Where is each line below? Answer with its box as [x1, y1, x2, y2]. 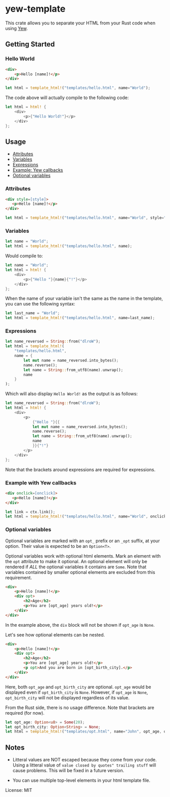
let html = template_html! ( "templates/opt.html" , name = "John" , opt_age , [5, 729, 162, 734]
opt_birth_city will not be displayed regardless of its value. [5, 694, 130, 700]
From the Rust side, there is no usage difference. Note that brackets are [5, 704, 154, 711]
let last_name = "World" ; [5, 311, 60, 316]
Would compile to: [5, 253, 43, 259]
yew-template [5, 3, 66, 15]
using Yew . [5, 25, 28, 31]
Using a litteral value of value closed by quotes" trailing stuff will [12, 762, 156, 768]
